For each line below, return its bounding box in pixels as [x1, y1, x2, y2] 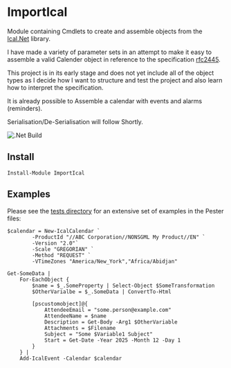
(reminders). [7, 104, 43, 112]
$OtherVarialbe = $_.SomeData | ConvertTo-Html [32, 288, 172, 295]
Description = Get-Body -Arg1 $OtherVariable [44, 318, 178, 326]
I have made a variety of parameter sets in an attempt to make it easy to [7, 48, 212, 56]
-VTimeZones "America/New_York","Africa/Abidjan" [32, 258, 178, 265]
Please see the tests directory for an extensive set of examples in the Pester [7, 207, 224, 215]
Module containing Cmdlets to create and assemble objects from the [7, 27, 203, 35]
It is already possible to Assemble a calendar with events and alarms [7, 96, 203, 105]
